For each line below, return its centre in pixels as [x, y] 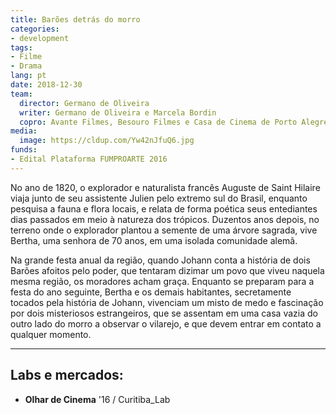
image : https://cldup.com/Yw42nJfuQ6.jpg [107, 141]
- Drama [26, 66]
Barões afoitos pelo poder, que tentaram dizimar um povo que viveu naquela [167, 270]
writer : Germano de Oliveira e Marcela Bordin [118, 112]
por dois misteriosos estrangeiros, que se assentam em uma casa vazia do [164, 313]
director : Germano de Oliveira [84, 103]
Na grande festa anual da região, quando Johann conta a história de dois [160, 260]
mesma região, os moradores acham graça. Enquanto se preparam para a [162, 281]
